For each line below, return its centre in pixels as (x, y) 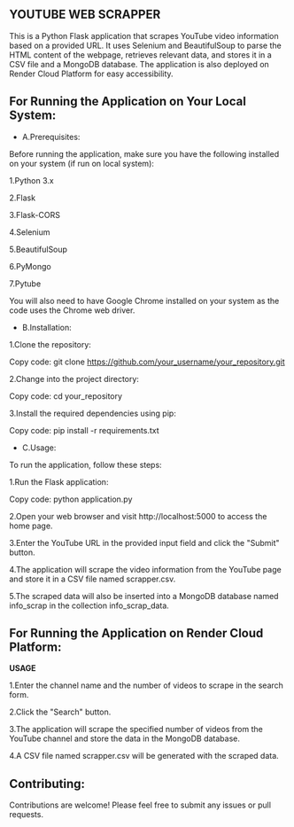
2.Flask (23, 198)
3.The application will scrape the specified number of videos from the (136, 729)
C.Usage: (39, 448)
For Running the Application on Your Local (128, 101)
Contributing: (47, 784)
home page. (31, 526)
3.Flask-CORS (35, 215)
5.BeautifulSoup (39, 249)
